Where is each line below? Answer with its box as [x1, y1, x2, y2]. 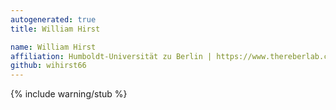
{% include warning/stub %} [10, 88, 128, 100]
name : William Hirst [10, 42, 97, 52]
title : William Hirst [10, 24, 101, 34]
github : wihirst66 [10, 61, 87, 71]
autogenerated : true [10, 14, 97, 25]
